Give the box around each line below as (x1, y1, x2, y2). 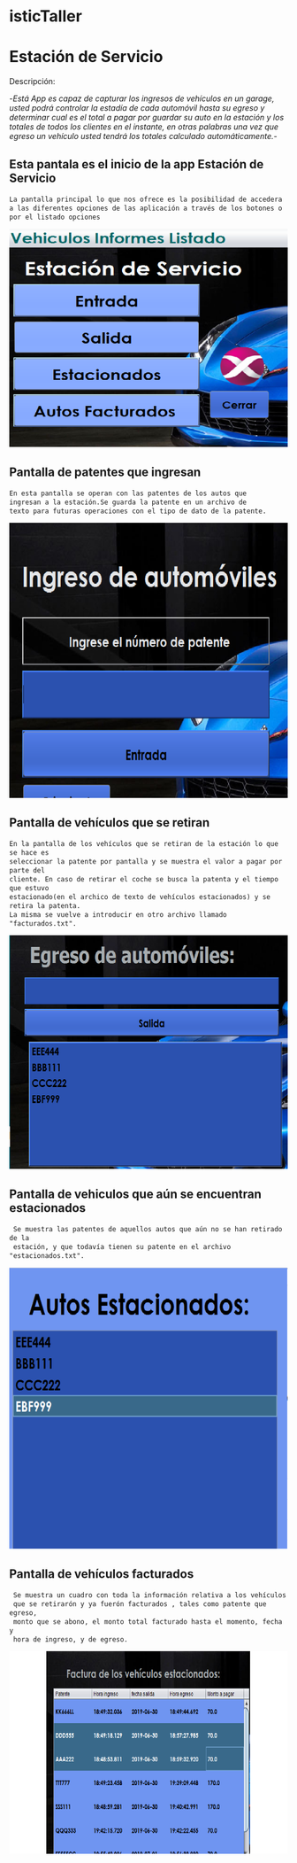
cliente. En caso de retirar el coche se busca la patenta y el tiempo (9, 875, 278, 884)
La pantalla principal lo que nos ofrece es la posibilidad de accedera (9, 195, 283, 204)
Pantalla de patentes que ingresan (9, 464, 202, 479)
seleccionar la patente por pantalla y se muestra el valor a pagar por (9, 858, 283, 866)
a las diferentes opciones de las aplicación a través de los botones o (9, 204, 283, 213)
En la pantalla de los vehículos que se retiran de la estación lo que (9, 840, 278, 849)
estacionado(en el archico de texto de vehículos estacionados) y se (9, 893, 271, 902)
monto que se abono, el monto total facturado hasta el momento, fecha (12, 1618, 283, 1626)
